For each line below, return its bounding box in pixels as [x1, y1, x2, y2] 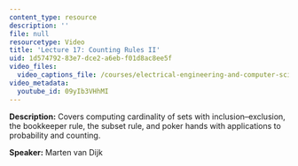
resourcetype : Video [9, 37, 86, 47]
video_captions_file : [17, 71, 98, 79]
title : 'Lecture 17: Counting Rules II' [9, 46, 161, 55]
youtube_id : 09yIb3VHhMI [17, 87, 109, 95]
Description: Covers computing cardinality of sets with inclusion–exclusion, [9, 111, 286, 122]
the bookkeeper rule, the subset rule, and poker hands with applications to [9, 120, 281, 131]
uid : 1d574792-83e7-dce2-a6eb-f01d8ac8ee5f [9, 54, 173, 63]
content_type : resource [9, 12, 98, 22]
